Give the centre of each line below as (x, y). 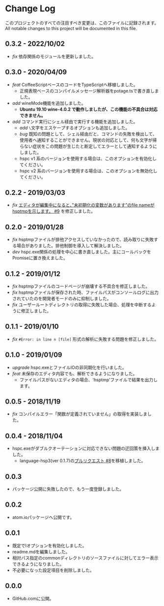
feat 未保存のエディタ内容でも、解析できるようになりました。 (75, 373)
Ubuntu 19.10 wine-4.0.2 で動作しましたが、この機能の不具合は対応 (89, 109)
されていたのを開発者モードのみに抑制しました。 (62, 299)
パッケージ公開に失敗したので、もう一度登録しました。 (68, 489)
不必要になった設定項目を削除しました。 (53, 570)
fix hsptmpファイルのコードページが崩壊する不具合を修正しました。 (81, 286)
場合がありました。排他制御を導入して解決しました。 (70, 246)
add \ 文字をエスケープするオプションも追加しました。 (75, 128)
